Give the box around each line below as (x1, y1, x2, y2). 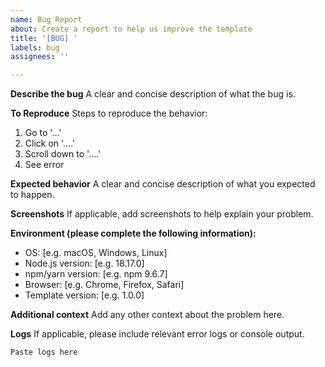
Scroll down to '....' (24, 148, 102, 160)
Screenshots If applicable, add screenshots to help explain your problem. (10, 208, 314, 220)
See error (24, 159, 65, 171)
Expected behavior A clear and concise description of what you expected (10, 178, 316, 190)
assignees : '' (10, 52, 70, 62)
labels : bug (10, 42, 60, 53)
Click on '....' (24, 137, 76, 150)
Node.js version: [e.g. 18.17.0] (24, 257, 145, 270)
